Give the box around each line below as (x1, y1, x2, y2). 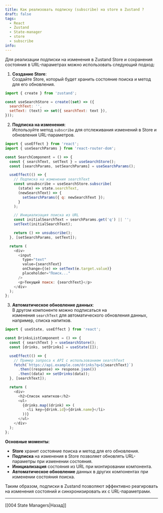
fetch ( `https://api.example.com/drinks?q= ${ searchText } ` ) (14, 362, 133, 368)
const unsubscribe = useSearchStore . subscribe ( (14, 181, 112, 187)
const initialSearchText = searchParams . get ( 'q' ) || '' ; (14, 217, 131, 222)
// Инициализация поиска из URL (14, 213, 79, 218)
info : (5, 43, 16, 48)
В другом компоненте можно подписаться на (12, 307, 107, 313)
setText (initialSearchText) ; (14, 222, 73, 227)
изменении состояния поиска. (12, 474, 75, 480)
